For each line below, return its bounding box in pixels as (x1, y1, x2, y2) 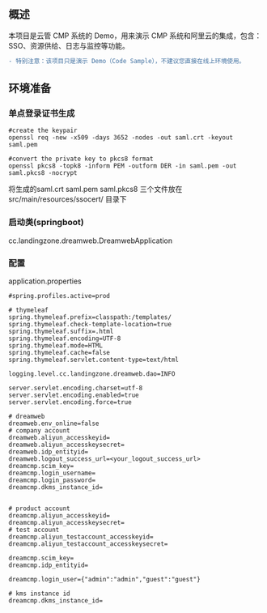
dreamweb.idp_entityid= (8, 448, 89, 456)
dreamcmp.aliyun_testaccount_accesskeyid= (8, 533, 154, 541)
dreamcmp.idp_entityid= (8, 561, 89, 569)
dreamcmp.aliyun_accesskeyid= (8, 511, 111, 520)
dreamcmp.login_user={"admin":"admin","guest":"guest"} (8, 575, 201, 583)
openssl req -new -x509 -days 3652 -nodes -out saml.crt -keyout (8, 134, 233, 142)
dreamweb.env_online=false (8, 419, 100, 428)
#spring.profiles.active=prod (8, 292, 111, 300)
